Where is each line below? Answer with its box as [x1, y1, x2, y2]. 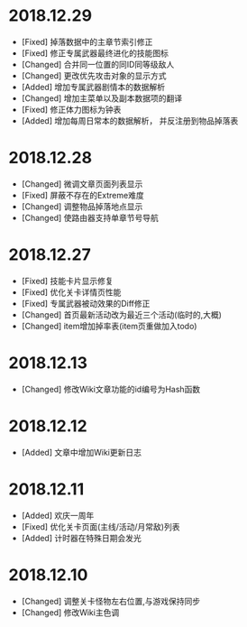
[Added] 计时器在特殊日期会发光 [21, 532, 142, 543]
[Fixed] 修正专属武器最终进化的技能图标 [21, 47, 169, 59]
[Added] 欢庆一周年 [21, 510, 95, 521]
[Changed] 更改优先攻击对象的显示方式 [21, 69, 167, 81]
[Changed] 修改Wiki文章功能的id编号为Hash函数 [21, 383, 201, 394]
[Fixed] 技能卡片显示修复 [21, 275, 114, 286]
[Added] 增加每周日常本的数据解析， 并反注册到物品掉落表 [21, 115, 239, 126]
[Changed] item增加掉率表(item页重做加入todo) [21, 320, 197, 331]
